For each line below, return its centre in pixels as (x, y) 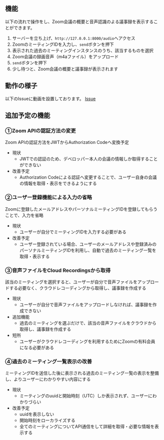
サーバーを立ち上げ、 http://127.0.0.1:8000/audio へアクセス (74, 38)
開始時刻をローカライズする (47, 420)
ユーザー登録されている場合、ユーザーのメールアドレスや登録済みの (88, 244)
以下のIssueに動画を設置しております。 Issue (50, 98)
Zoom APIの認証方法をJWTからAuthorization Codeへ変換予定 (67, 142)
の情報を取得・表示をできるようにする (58, 184)
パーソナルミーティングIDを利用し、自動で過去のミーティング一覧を (88, 250)
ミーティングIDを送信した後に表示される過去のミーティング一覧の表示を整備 (82, 373)
